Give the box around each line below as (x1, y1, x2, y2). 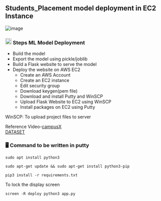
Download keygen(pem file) (20, 88, 78, 94)
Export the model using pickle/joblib (12, 56, 88, 62)
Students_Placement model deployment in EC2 (5, 4, 156, 13)
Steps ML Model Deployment (12, 39, 85, 46)
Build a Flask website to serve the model (12, 61, 97, 68)
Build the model (12, 50, 45, 57)
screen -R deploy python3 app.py (5, 191, 76, 196)
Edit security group (20, 83, 60, 89)
